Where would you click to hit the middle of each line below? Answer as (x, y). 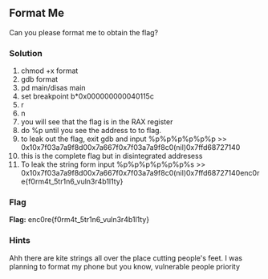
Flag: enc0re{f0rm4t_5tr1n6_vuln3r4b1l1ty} (79, 220)
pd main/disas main (53, 88)
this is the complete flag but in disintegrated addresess (112, 156)
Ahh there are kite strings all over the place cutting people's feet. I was (126, 258)
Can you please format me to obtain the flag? (84, 32)
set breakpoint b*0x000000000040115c (87, 96)
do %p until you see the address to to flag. (91, 131)
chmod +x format (49, 71)
